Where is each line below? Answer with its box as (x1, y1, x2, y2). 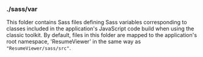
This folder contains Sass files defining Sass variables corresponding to (6, 19, 188, 26)
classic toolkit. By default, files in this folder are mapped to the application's (6, 32, 197, 39)
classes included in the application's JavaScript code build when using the (6, 25, 194, 32)
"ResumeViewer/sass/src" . (6, 44, 72, 52)
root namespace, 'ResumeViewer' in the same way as (6, 38, 141, 45)
